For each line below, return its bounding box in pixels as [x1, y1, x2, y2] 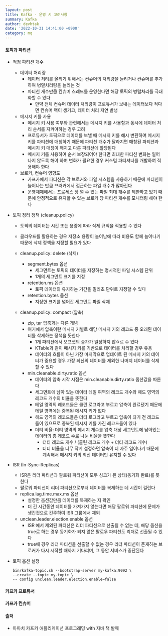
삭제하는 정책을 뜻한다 [37, 332, 80, 339]
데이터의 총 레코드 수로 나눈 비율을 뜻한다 [35, 433, 115, 439]
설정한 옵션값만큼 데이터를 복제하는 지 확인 [27, 497, 111, 503]
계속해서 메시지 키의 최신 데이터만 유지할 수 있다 [42, 452, 136, 458]
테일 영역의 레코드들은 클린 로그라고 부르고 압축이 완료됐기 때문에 [35, 402, 162, 408]
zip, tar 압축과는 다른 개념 [27, 320, 78, 326]
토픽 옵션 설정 [12, 558, 40, 564]
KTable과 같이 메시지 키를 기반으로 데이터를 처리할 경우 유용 [35, 345, 152, 351]
